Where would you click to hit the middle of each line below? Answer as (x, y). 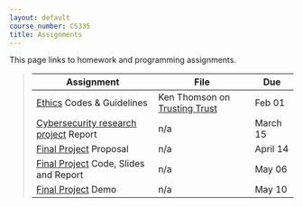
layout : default (40, 18)
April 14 (272, 149)
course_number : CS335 (50, 26)
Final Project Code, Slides (90, 164)
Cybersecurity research (86, 123)
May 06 (271, 169)
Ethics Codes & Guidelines (92, 103)
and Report (60, 175)
